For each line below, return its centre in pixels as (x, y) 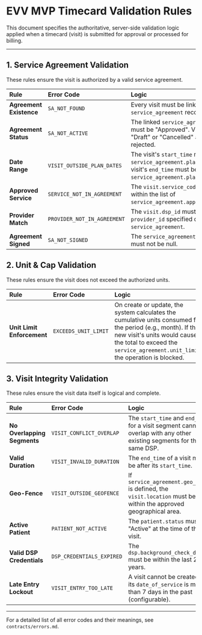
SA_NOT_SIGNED (68, 240)
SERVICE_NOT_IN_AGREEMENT (85, 194)
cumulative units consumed (153, 320)
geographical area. (155, 512)
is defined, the (148, 489)
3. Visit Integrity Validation (57, 378)
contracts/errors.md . (33, 627)
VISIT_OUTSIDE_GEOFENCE (85, 494)
